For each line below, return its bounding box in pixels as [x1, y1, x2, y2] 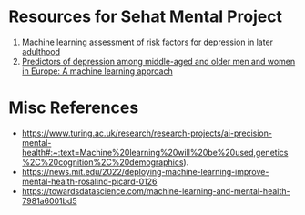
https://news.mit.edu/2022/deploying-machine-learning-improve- [21, 166, 269, 177]
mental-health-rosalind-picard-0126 [21, 176, 158, 187]
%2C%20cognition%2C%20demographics [21, 157, 184, 168]
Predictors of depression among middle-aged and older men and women [21, 56, 296, 67]
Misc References [8, 97, 139, 118]
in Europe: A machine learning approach [21, 66, 174, 77]
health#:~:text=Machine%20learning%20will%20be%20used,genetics [21, 147, 289, 158]
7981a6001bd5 [21, 195, 77, 206]
